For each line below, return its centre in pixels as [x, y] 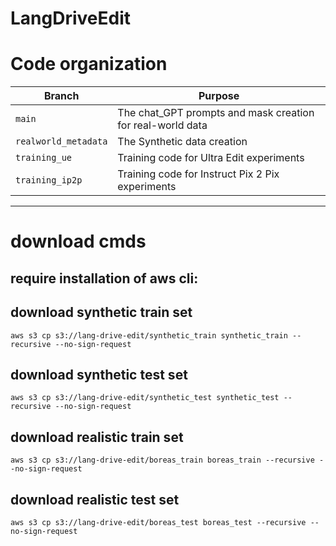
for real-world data [162, 125]
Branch [61, 96]
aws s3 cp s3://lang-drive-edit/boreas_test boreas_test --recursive [158, 522]
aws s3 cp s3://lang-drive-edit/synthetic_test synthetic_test [145, 398]
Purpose [219, 96]
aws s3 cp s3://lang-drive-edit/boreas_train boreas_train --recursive [162, 460]
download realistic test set [95, 499]
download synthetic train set [101, 312]
